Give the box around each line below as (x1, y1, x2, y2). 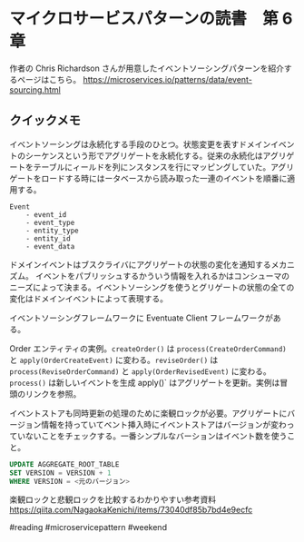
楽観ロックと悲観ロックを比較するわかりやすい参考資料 (9, 494, 216, 505)
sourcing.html (9, 84, 61, 95)
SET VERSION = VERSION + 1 (9, 468, 112, 478)
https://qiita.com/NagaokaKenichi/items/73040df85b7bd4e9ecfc (9, 505, 253, 516)
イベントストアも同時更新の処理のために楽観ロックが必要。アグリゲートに (9, 408, 288, 419)
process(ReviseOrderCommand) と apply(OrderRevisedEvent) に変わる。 (9, 365, 271, 377)
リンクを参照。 (25, 388, 82, 399)
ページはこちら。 (16, 74, 82, 84)
